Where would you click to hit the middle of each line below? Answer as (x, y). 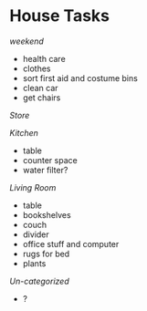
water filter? (45, 170)
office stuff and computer (71, 244)
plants (34, 263)
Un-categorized (40, 281)
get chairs (42, 98)
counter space (50, 160)
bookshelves (47, 214)
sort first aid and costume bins (80, 78)
